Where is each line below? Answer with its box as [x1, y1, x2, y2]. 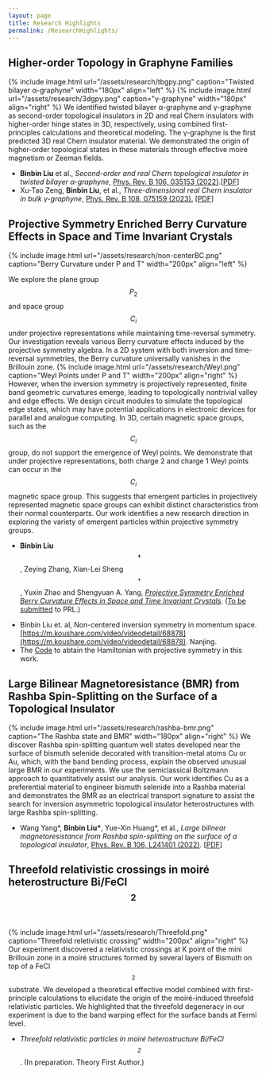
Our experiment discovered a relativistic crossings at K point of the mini [8, 944, 242, 954]
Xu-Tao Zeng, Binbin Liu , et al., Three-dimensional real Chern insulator [19, 186, 253, 195]
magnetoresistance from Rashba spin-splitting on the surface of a [19, 831, 237, 841]
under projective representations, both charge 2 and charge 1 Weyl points [8, 456, 249, 466]
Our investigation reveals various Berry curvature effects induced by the [8, 336, 245, 346]
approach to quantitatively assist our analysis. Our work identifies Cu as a [8, 774, 249, 783]
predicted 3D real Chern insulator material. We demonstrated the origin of [8, 136, 249, 146]
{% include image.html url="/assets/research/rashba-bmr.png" [8, 723, 214, 733]
